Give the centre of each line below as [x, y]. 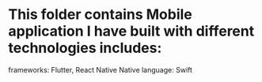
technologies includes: [85, 48]
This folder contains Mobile [100, 15]
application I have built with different [131, 31]
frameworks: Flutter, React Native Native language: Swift [100, 69]
